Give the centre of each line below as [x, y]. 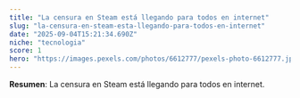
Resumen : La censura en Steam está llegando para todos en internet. [137, 84]
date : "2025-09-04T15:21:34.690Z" [74, 34]
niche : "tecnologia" [48, 42]
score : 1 [25, 51]
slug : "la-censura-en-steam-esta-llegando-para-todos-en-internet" [137, 26]
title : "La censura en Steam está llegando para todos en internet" [139, 17]
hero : [19, 59]
